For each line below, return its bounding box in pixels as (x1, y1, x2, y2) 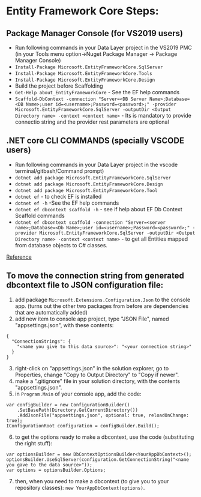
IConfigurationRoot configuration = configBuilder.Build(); (6, 423, 160, 429)
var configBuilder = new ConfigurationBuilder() (6, 402, 130, 408)
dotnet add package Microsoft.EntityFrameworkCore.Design (14, 181, 163, 187)
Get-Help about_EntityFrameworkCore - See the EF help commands (14, 89, 180, 95)
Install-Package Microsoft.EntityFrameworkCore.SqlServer (14, 64, 163, 70)
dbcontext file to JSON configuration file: (6, 280, 164, 291)
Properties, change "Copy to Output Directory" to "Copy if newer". (14, 371, 179, 378)
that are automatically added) (14, 309, 88, 316)
